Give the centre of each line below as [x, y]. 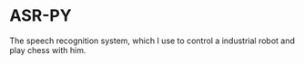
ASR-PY [41, 16]
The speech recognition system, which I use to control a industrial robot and [152, 41]
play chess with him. [48, 50]
